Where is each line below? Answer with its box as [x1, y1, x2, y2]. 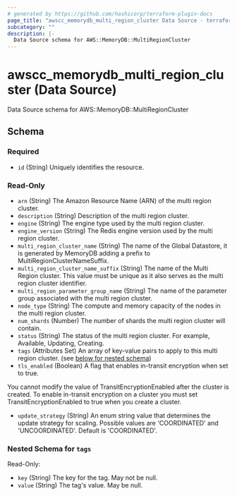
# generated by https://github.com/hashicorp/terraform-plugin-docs [7, 10, 213, 18]
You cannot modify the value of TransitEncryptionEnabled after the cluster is [7, 382, 229, 392]
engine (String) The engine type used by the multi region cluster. [17, 219, 205, 228]
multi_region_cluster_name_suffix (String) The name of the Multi [17, 264, 209, 272]
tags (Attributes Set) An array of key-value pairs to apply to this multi [17, 346, 218, 355]
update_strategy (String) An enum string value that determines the [17, 411, 211, 420]
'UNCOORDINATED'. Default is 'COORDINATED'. [17, 426, 157, 435]
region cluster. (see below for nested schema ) [17, 354, 152, 363]
